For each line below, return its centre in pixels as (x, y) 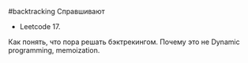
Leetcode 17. (40, 26)
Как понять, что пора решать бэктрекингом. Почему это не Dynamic (124, 42)
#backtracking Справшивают (56, 11)
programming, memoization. (54, 50)
